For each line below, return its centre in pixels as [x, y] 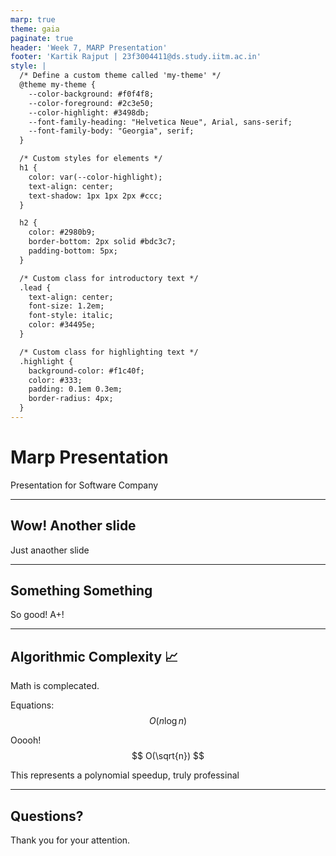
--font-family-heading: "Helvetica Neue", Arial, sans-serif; [160, 122]
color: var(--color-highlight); [95, 177]
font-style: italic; [71, 316]
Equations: [32, 705]
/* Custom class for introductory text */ [109, 278]
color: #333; [55, 380]
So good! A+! [37, 615]
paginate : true [42, 38]
